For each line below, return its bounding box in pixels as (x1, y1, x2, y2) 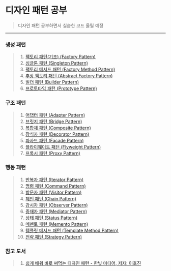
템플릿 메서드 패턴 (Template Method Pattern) (25, 227, 119, 233)
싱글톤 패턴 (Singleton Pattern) (25, 60, 88, 66)
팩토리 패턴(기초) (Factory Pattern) (25, 54, 96, 60)
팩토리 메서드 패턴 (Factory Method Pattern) (25, 67, 116, 73)
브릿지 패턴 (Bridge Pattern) (25, 118, 82, 125)
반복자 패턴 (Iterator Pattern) (25, 176, 84, 183)
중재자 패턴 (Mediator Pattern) (25, 208, 88, 214)
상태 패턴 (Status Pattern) (25, 215, 78, 221)
